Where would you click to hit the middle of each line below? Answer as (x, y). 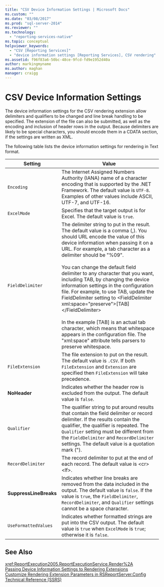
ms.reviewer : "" (21, 28)
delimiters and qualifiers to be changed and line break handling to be (74, 116)
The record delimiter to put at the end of (107, 457)
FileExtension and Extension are (99, 367)
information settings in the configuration (108, 285)
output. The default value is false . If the (107, 490)
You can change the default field (99, 267)
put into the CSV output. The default (103, 522)
